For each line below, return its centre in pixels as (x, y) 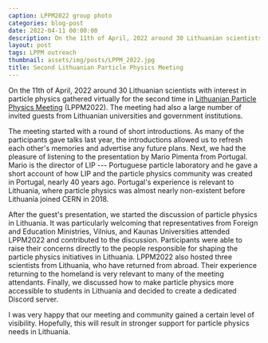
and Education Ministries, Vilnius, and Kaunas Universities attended (119, 231)
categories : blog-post (46, 23)
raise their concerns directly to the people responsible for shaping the (123, 248)
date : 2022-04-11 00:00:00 (53, 30)
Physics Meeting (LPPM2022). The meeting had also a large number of (125, 107)
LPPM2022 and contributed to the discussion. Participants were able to (126, 239)
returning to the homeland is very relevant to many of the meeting (116, 274)
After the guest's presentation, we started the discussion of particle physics (133, 214)
